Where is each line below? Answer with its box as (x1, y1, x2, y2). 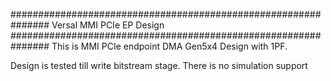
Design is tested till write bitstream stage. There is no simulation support (10, 60, 308, 71)
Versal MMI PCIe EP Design (51, 19, 165, 31)
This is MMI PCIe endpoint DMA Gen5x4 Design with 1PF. (51, 40, 288, 52)
